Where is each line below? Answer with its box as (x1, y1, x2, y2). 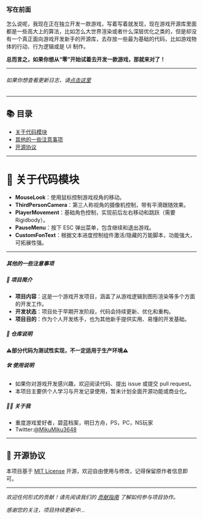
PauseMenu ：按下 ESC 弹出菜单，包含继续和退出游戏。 (14, 224, 155, 231)
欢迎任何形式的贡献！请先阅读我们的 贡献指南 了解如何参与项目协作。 (6, 494, 179, 501)
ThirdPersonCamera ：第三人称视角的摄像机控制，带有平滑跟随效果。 (14, 201, 189, 209)
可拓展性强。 (14, 239, 47, 246)
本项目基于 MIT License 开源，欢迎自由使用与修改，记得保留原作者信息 (6, 468, 183, 475)
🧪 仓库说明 (6, 330, 33, 338)
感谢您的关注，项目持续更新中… (6, 506, 86, 514)
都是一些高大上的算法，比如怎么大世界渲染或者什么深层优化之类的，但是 (6, 28, 186, 35)
